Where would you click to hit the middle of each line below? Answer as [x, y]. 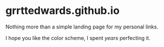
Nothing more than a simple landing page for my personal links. [82, 27]
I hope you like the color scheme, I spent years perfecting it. [78, 38]
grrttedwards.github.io [63, 11]
